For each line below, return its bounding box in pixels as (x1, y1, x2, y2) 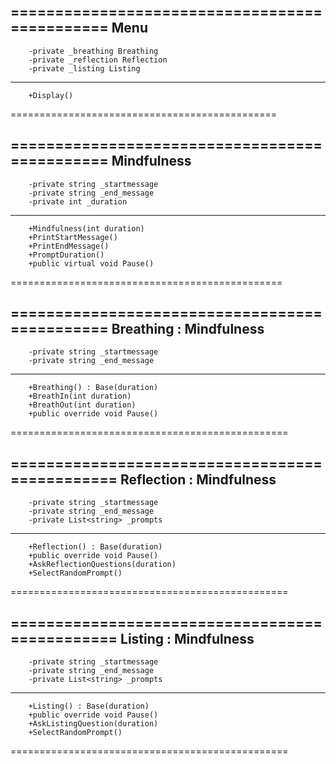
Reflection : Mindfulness (120, 471, 277, 488)
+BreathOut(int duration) (28, 400, 137, 410)
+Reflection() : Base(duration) (28, 542, 163, 552)
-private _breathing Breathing (28, 46, 159, 56)
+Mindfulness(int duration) (28, 223, 145, 234)
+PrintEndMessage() (28, 241, 110, 251)
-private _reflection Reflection (28, 55, 168, 65)
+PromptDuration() (28, 250, 105, 260)
